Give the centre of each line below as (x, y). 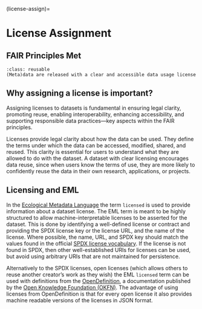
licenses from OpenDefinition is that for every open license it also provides (99, 294)
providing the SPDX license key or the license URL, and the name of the (95, 230)
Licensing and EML (43, 190)
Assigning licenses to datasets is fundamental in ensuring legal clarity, (94, 108)
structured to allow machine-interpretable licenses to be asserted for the (97, 218)
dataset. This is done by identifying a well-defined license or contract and (98, 224)
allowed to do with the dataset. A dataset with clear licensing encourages (98, 158)
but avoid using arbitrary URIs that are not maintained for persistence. (93, 256)
